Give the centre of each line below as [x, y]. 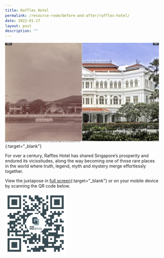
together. [14, 171]
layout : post [18, 26]
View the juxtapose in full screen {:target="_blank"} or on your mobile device [82, 181]
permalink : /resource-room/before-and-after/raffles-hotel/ [68, 15]
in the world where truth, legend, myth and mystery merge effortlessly [76, 166]
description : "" [21, 31]
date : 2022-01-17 [23, 21]
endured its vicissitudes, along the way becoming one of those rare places [80, 161]
